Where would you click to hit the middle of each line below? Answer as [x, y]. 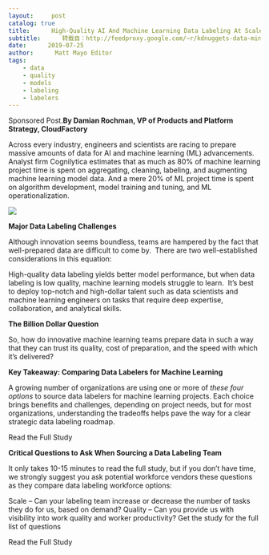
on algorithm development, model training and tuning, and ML [110, 187]
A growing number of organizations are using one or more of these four [126, 388]
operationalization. [39, 196]
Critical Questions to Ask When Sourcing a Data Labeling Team [115, 453]
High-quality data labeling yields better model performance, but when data [132, 274]
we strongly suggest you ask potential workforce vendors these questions [130, 477]
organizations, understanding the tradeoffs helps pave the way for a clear [129, 413]
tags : [17, 61]
